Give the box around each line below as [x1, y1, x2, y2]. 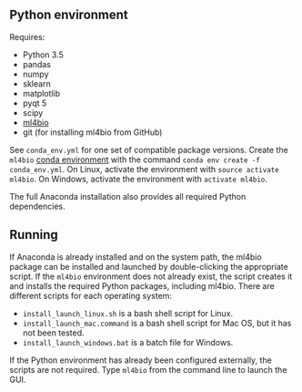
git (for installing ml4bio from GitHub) [22, 127, 163, 138]
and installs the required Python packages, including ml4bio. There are [9, 280, 275, 291]
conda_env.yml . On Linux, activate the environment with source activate [9, 163, 279, 174]
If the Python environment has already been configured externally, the [9, 355, 273, 366]
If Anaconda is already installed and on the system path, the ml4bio [9, 251, 262, 263]
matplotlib [22, 88, 61, 98]
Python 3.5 [22, 49, 64, 60]
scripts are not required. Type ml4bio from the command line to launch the [9, 364, 287, 375]
